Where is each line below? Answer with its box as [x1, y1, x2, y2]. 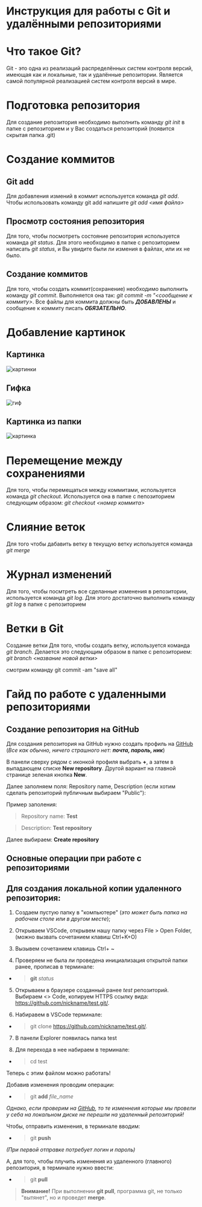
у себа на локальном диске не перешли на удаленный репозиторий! [6, 1111, 185, 1118]
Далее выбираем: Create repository [6, 836, 99, 843]
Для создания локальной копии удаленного [6, 883, 182, 894]
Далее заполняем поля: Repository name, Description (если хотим [6, 783, 176, 790]
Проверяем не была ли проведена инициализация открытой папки [14, 957, 188, 964]
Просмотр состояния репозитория [6, 216, 145, 227]
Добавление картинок [6, 325, 125, 339]
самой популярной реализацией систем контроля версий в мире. [6, 77, 177, 85]
